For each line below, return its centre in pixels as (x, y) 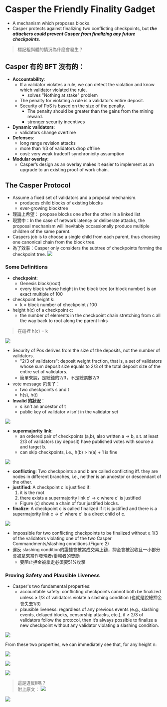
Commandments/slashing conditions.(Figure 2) (61, 543)
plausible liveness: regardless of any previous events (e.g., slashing (89, 609)
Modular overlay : (30, 159)
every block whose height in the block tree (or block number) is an (88, 289)
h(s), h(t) (29, 395)
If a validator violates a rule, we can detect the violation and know (87, 84)
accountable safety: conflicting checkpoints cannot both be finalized (90, 592)
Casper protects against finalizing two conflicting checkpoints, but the (84, 28)
